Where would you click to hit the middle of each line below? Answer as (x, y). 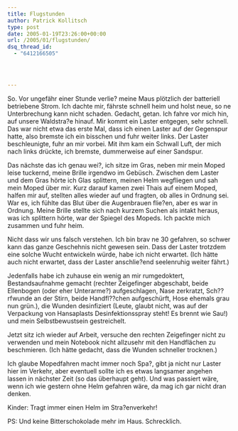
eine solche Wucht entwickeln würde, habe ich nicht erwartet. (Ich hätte (113, 254)
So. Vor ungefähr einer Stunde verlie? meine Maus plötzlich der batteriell (114, 98)
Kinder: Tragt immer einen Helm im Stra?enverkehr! (82, 407)
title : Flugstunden (36, 14)
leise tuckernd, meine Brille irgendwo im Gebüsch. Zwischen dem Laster (113, 173)
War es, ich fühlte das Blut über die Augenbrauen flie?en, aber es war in (113, 202)
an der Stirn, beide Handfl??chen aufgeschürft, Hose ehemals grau (131, 298)
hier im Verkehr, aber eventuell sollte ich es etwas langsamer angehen (110, 371)
